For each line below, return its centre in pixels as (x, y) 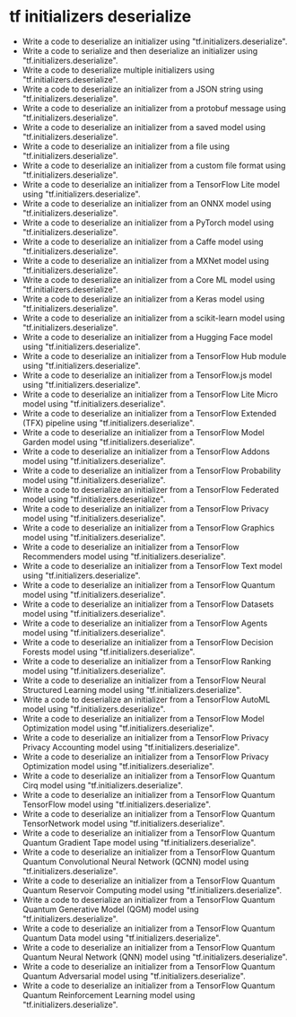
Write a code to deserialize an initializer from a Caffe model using (143, 241)
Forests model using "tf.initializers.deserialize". (109, 652)
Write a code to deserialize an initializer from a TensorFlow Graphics (148, 528)
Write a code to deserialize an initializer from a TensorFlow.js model (147, 375)
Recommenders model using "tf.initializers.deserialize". (124, 556)
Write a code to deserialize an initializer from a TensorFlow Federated (151, 489)
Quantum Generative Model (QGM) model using (110, 909)
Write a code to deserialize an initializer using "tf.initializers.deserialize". (155, 41)
